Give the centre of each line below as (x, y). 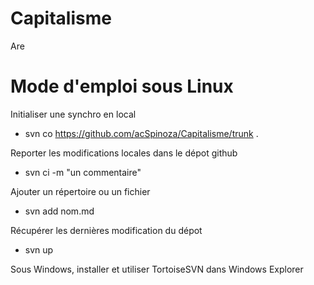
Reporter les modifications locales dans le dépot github (124, 153)
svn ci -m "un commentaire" (83, 172)
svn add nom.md (59, 211)
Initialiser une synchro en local (73, 114)
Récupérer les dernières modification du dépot (106, 230)
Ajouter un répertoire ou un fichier (80, 191)
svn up (39, 249)
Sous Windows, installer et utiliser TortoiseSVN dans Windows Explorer (157, 269)
